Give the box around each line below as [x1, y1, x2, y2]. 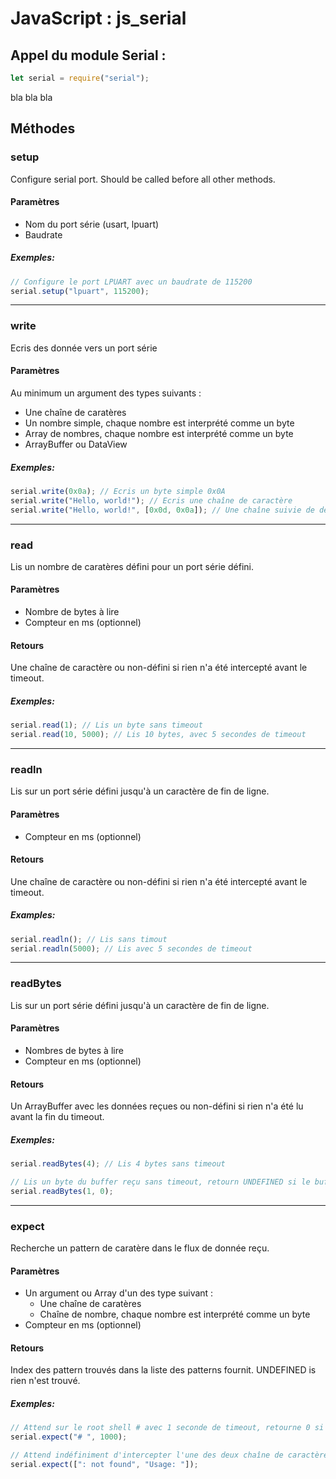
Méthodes [10, 120, 76, 137]
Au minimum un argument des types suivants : [10, 387, 202, 399]
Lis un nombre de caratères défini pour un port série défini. [10, 560, 254, 572]
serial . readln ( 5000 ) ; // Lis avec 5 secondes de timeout [10, 943, 253, 954]
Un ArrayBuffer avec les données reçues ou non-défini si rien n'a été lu [10, 1100, 304, 1112]
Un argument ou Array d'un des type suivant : [24, 1287, 214, 1299]
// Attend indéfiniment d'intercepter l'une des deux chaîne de [10, 1450, 284, 1461]
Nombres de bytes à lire [24, 1044, 124, 1056]
